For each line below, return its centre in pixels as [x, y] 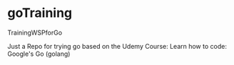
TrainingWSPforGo [35, 32]
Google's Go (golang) [39, 54]
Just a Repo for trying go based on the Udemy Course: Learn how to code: [117, 46]
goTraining [40, 13]
